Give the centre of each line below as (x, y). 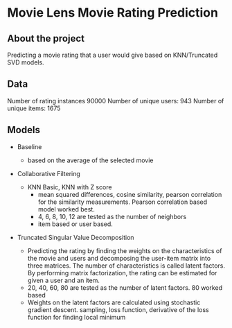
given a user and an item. (64, 280)
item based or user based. (75, 224)
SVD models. (26, 62)
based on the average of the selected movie (90, 160)
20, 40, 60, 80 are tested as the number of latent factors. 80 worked (125, 287)
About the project (46, 38)
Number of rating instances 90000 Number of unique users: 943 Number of (116, 101)
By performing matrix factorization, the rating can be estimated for (122, 273)
